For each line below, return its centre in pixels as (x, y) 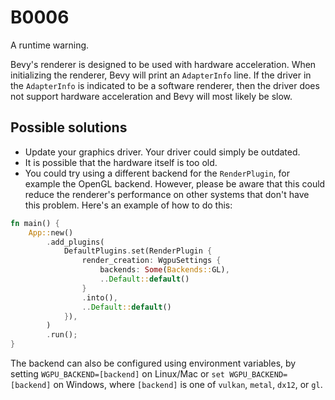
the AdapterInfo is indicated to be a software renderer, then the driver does (165, 85)
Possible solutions (69, 127)
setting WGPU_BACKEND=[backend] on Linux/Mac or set (118, 374)
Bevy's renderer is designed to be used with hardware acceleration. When (163, 64)
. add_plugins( (75, 242)
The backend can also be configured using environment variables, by (153, 363)
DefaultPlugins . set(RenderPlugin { (138, 251)
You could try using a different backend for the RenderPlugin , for (157, 173)
